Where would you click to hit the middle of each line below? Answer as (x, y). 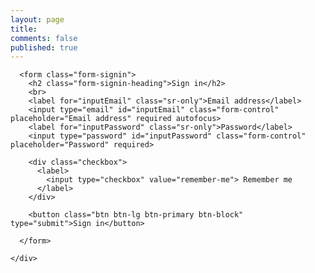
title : (24, 29)
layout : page (37, 19)
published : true (44, 47)
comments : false (44, 38)
